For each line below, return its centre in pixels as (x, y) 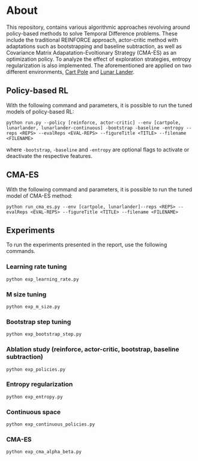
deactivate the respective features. (49, 156)
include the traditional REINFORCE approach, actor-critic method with (92, 40)
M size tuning (26, 294)
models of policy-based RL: (40, 111)
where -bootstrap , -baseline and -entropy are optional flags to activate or (98, 149)
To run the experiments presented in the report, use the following (87, 245)
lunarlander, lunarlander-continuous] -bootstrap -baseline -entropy (95, 128)
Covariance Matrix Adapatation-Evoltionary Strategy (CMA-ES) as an (91, 52)
